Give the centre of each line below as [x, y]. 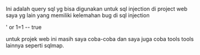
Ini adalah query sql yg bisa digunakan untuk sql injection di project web [97, 9]
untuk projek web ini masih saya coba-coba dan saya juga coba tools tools [100, 39]
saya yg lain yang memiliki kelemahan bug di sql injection [78, 15]
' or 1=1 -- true [24, 27]
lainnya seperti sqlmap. [35, 46]
